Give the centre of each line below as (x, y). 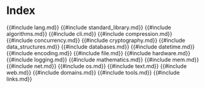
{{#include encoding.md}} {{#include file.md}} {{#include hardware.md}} (99, 53)
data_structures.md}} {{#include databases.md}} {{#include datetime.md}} (101, 47)
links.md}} (19, 79)
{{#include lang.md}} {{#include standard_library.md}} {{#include (89, 27)
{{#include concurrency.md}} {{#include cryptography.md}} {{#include (96, 40)
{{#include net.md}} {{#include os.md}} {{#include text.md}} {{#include (97, 66)
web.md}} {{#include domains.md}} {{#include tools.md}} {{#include (93, 72)
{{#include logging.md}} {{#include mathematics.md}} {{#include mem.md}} (103, 59)
